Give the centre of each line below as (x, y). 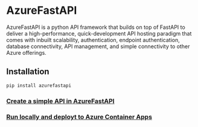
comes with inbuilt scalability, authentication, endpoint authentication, (93, 40)
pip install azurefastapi (39, 85)
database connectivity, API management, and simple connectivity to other (98, 46)
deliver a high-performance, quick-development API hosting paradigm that (99, 33)
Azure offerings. (26, 52)
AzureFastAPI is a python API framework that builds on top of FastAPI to (96, 27)
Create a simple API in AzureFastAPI (60, 101)
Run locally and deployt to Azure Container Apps (79, 117)
